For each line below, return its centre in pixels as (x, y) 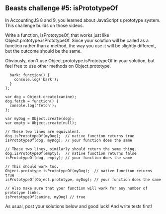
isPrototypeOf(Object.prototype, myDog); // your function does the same (83, 179)
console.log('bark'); (36, 79)
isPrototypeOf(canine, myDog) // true (45, 197)
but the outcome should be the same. (43, 51)
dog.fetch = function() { (32, 101)
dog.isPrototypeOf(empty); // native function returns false (71, 153)
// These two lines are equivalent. (43, 131)
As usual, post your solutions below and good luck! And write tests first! (79, 206)
